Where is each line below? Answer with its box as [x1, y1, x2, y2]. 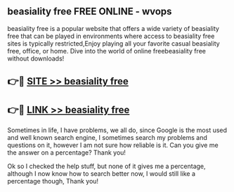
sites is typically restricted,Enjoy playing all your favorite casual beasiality [7, 39, 220, 48]
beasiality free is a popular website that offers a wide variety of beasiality [7, 24, 220, 32]
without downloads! [7, 54, 65, 63]
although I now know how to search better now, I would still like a [7, 169, 195, 178]
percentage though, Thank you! [7, 177, 99, 186]
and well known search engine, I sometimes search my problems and [7, 134, 207, 142]
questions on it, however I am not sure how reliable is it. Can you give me [7, 141, 219, 150]
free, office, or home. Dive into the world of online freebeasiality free [7, 46, 206, 55]
